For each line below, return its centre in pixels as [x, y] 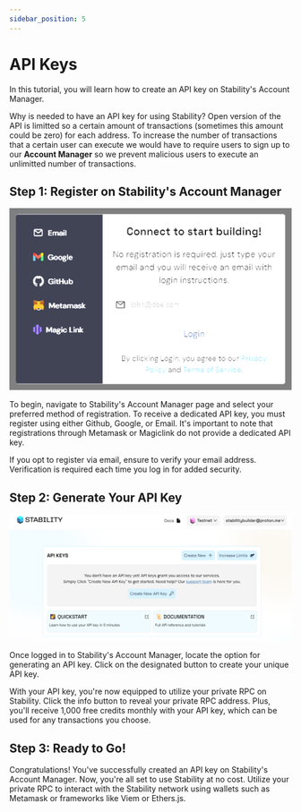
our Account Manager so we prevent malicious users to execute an [134, 154]
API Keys [43, 64]
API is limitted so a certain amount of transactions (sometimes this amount [146, 125]
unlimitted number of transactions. [73, 163]
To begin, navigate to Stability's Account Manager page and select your [142, 405]
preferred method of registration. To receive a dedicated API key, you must [147, 414]
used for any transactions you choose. [80, 720]
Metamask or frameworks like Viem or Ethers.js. [98, 798]
